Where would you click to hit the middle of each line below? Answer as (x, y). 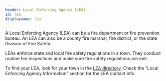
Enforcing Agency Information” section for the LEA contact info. (71, 74)
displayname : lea (23, 19)
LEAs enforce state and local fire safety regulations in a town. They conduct (83, 53)
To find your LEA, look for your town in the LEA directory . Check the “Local (82, 68)
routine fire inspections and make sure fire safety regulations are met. (77, 59)
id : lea (13, 14)
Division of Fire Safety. (28, 44)
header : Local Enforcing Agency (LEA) (45, 10)
